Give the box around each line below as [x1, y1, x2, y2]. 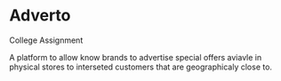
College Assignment [9, 35, 84, 45]
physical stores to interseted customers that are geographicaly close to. [9, 61, 273, 72]
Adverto [9, 5, 71, 26]
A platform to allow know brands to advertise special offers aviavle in [9, 52, 262, 62]
